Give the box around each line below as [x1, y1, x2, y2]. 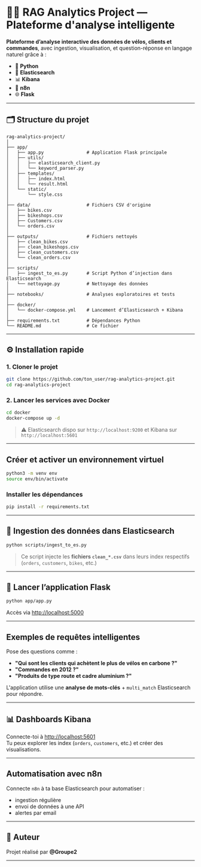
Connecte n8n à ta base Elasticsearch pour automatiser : [6, 785, 145, 792]
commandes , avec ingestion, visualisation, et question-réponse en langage [6, 44, 193, 52]
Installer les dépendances [6, 490, 83, 498]
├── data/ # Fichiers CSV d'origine [6, 202, 151, 208]
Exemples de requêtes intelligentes [6, 632, 141, 642]
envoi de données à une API [14, 803, 84, 810]
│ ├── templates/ [6, 171, 55, 177]
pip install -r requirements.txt [6, 504, 90, 510]
